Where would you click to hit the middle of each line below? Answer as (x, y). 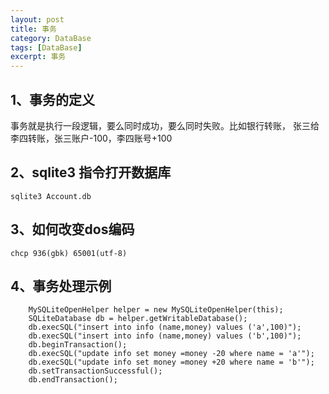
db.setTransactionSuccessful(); (95, 371)
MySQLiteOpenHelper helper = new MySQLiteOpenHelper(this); (156, 310)
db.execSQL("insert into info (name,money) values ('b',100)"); (165, 336)
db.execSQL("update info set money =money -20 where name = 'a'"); (171, 354)
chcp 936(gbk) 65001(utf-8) (69, 253)
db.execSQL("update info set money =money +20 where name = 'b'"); (171, 362)
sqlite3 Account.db (51, 196)
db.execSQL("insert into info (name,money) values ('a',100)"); (165, 327)
